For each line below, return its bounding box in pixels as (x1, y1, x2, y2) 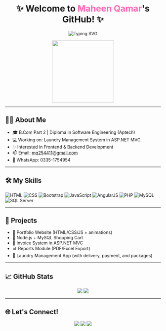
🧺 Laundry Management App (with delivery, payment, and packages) (12, 253, 153, 259)
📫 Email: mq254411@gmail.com (12, 150, 78, 156)
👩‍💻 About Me (5, 116, 46, 124)
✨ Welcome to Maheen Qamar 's (16, 3, 150, 14)
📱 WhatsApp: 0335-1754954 (12, 157, 71, 163)
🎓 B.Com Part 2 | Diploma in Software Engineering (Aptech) (12, 129, 135, 135)
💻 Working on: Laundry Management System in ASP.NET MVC (12, 137, 141, 143)
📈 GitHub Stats (5, 272, 53, 280)
